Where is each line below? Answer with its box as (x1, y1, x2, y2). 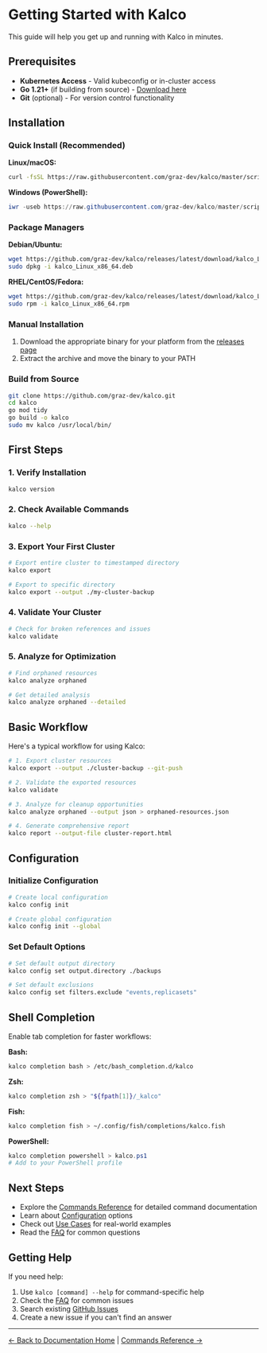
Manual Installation (8, 318, 84, 329)
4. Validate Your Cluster (8, 607, 102, 618)
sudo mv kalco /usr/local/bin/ (8, 422, 112, 430)
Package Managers (8, 222, 85, 233)
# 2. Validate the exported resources (8, 778, 137, 787)
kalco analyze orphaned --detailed (8, 698, 126, 706)
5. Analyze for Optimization (8, 651, 117, 662)
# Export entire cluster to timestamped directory (8, 558, 180, 566)
